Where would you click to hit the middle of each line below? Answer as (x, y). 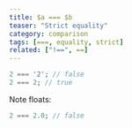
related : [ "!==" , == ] (49, 50)
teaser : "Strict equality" (59, 26)
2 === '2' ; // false (47, 75)
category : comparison (49, 34)
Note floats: (30, 99)
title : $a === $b (41, 17)
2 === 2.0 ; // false (47, 116)
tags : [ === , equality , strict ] (66, 42)
